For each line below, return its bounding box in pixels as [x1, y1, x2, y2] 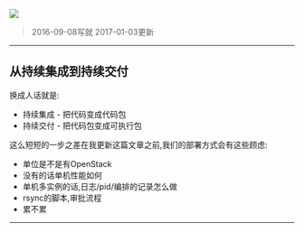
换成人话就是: [9, 89, 61, 100]
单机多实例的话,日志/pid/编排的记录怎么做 [22, 181, 178, 191]
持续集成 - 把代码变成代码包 [22, 108, 127, 119]
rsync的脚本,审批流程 [22, 192, 102, 203]
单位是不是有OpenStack [22, 158, 112, 169]
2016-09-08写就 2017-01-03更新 [31, 27, 155, 37]
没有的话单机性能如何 [22, 170, 102, 181]
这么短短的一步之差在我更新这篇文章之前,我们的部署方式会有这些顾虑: [9, 139, 269, 150]
